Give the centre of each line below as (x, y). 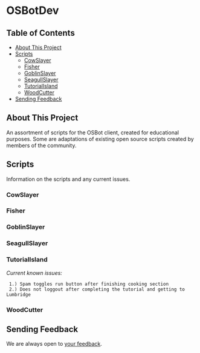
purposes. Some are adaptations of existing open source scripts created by (100, 139)
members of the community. (41, 145)
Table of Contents (41, 33)
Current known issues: (34, 272)
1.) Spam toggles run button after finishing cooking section (89, 284)
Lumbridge (19, 294)
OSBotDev (33, 11)
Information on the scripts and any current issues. (68, 179)
